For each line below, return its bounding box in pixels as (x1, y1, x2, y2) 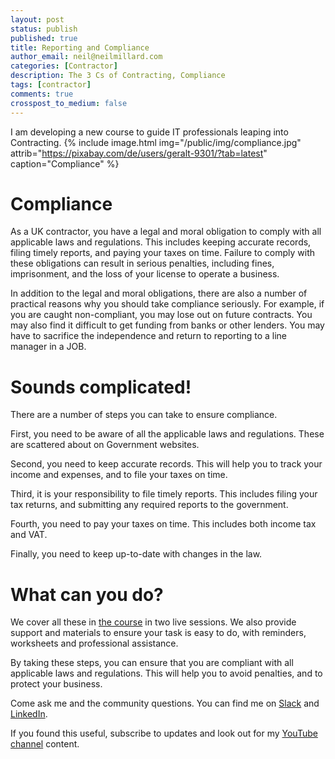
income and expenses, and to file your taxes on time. (10, 469, 228, 481)
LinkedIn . (10, 708, 48, 720)
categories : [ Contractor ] (10, 61, 118, 71)
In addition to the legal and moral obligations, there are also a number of (10, 287, 308, 300)
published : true (10, 33, 78, 43)
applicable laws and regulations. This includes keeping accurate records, (10, 236, 312, 248)
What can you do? (10, 583, 164, 606)
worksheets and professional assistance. (10, 637, 179, 650)
